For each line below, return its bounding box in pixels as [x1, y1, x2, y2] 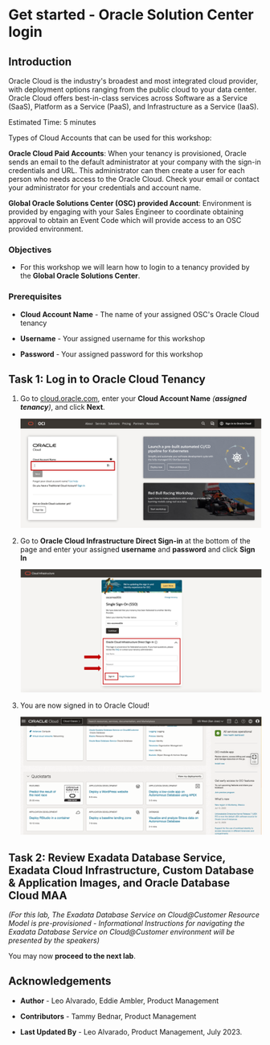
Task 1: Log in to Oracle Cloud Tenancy [8, 372, 207, 386]
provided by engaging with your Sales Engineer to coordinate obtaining [8, 207, 243, 217]
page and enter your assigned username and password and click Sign [19, 545, 256, 555]
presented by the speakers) [8, 936, 100, 945]
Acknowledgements [8, 974, 112, 988]
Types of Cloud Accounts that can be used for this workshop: [8, 133, 212, 142]
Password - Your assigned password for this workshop [19, 349, 203, 359]
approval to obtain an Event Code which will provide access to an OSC [8, 216, 242, 225]
